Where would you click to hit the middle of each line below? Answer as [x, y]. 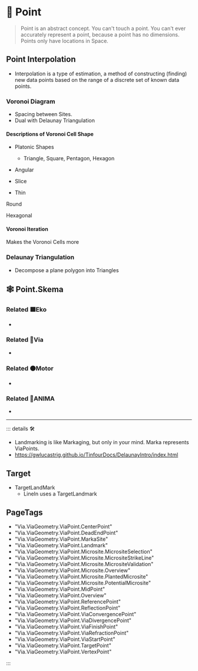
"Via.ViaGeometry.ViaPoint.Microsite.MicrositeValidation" [84, 564]
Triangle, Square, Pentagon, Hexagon [69, 158]
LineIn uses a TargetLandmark [60, 494]
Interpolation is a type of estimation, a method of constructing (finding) [101, 74]
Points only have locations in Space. [65, 41]
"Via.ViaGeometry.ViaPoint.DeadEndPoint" [66, 533]
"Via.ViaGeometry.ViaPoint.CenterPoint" [63, 526]
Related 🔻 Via [25, 340]
